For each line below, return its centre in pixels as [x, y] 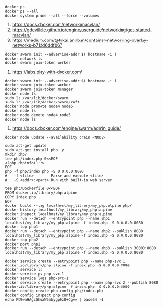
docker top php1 [21, 227]
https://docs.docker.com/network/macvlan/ [56, 25]
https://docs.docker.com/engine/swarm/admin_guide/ [66, 128]
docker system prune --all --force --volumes [52, 16]
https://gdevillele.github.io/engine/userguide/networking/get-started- [82, 30]
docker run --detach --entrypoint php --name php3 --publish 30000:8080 [81, 248]
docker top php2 [21, 240]
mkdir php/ [16, 154]
